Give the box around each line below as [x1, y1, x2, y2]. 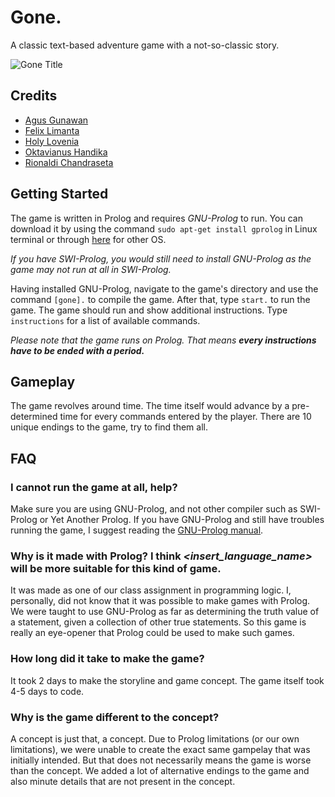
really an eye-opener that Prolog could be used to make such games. [10, 627, 295, 639]
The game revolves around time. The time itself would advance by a [10, 400, 290, 412]
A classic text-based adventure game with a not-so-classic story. [10, 39, 280, 51]
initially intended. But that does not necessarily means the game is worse [10, 754, 312, 766]
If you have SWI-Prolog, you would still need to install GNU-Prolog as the [10, 252, 312, 265]
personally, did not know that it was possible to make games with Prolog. [10, 595, 311, 607]
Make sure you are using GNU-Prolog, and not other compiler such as [10, 503, 298, 515]
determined [10, 411, 58, 423]
